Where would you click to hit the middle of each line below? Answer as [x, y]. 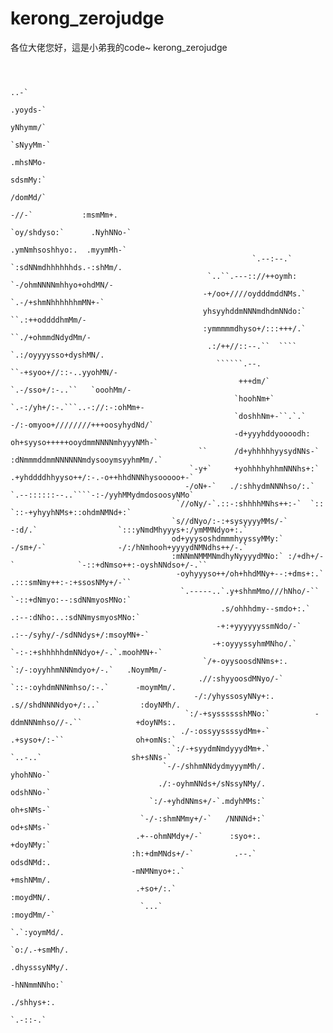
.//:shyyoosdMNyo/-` [241, 678]
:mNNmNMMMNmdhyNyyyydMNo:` [227, 556]
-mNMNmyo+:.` [158, 871]
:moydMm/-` [33, 915]
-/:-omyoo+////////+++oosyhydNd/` [82, 425]
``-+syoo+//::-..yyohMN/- [64, 372]
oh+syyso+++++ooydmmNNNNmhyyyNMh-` [84, 442]
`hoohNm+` [254, 398]
